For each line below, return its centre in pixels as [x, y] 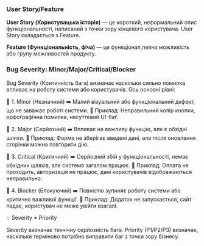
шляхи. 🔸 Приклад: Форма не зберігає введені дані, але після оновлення [101, 138]
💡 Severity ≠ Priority [32, 217]
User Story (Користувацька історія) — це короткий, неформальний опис [102, 23]
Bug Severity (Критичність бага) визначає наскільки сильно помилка [96, 83]
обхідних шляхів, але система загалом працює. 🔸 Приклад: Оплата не [97, 165]
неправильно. [24, 178]
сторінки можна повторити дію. [47, 144]
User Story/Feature [35, 9]
